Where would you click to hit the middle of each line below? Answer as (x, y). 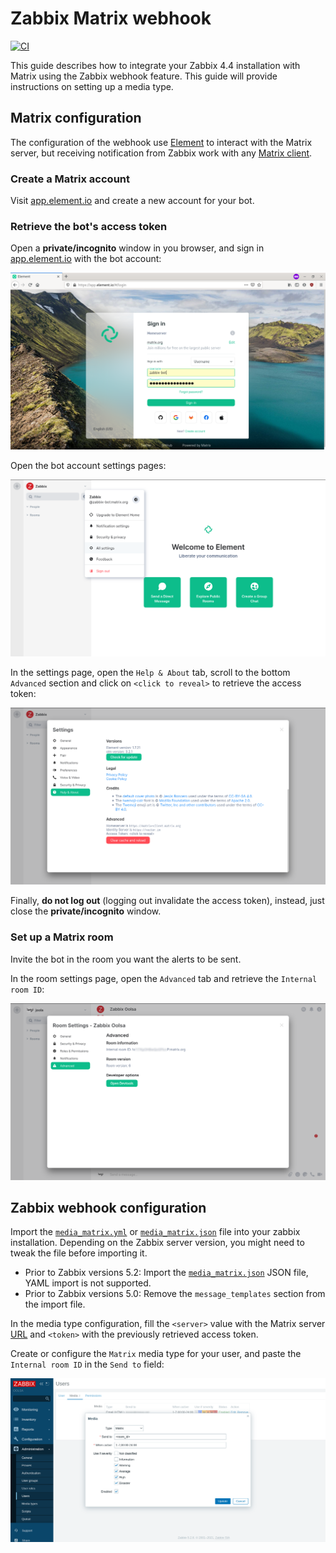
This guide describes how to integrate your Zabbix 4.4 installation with (155, 65)
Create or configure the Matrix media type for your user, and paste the (156, 1354)
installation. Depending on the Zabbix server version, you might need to (157, 1243)
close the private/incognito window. (86, 911)
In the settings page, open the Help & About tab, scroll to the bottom (150, 673)
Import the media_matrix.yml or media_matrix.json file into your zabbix (155, 1232)
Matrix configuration (76, 118)
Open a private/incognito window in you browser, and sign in (137, 248)
